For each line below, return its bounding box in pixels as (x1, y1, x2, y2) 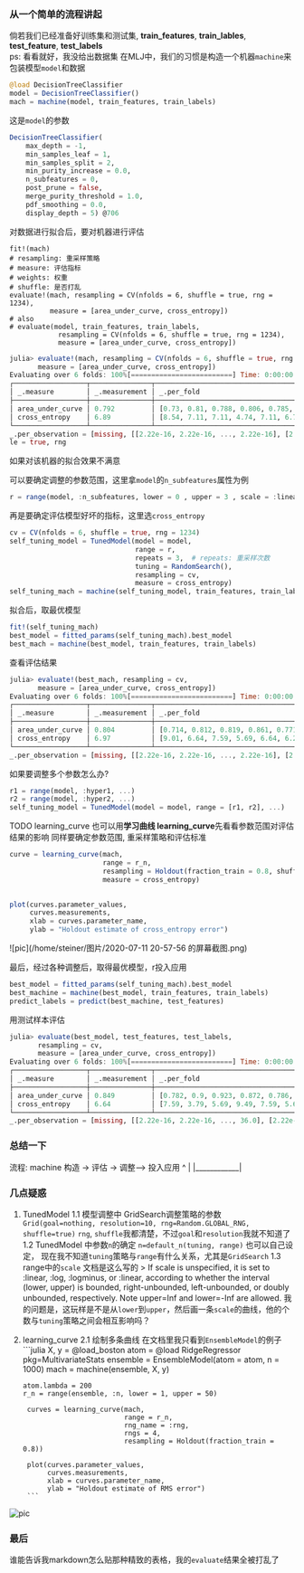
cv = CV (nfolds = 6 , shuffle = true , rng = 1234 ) (9, 528, 201, 537)
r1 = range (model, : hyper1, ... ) (9, 786, 136, 795)
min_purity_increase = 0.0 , (25, 166, 131, 175)
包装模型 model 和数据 (9, 62, 86, 73)
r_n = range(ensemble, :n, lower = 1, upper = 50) (22, 1388, 218, 1398)
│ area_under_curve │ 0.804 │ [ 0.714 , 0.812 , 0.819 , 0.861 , (9, 725, 273, 734)
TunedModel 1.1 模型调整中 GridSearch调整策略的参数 (22, 1208, 222, 1219)
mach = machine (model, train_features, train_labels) (9, 98, 217, 107)
